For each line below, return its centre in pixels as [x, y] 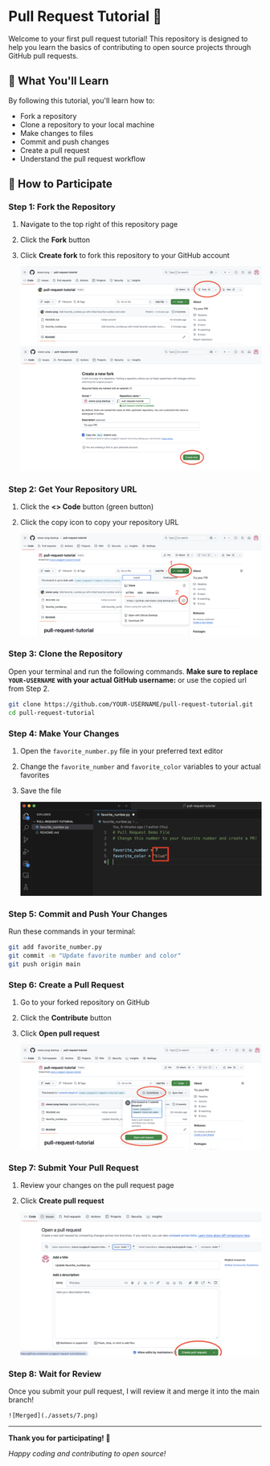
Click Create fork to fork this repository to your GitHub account [125, 256]
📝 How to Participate [60, 184]
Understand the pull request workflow [83, 158]
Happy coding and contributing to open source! [87, 1454]
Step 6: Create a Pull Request [66, 984]
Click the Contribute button [66, 1017]
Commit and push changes [65, 142]
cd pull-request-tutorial [51, 712]
